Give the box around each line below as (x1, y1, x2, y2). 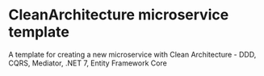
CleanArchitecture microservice (8, 6, 229, 24)
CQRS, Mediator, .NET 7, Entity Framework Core (8, 58, 167, 68)
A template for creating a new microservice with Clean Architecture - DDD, (8, 49, 257, 59)
